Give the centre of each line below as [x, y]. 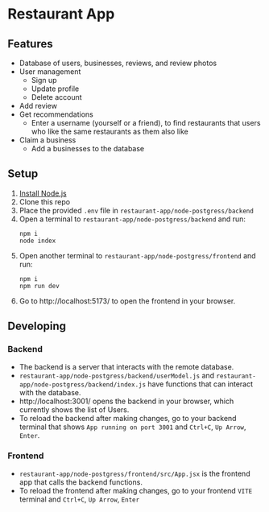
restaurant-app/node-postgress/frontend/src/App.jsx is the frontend [134, 473]
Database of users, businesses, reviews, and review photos [118, 63]
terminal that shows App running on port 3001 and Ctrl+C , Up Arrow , [132, 427]
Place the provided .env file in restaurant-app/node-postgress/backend [137, 210]
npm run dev [39, 286]
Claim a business [48, 140]
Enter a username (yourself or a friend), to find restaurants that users [146, 123]
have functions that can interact [201, 384]
